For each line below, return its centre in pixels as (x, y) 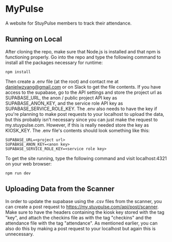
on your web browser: (29, 164)
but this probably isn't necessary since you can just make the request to (82, 119)
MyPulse (24, 9)
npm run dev (18, 173)
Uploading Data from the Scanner (60, 189)
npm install (18, 72)
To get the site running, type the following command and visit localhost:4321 (86, 158)
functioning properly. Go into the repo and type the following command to (83, 57)
